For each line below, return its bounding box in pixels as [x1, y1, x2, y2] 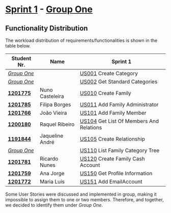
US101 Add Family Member [79, 110, 147, 116]
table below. [5, 43, 31, 49]
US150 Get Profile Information [79, 170, 153, 177]
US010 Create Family [79, 90, 131, 96]
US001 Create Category [79, 70, 138, 77]
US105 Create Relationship [79, 136, 145, 142]
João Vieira [40, 110, 67, 116]
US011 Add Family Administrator [79, 101, 159, 108]
